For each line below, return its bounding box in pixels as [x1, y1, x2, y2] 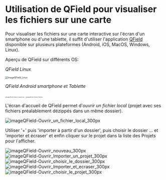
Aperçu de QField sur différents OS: [5, 56, 79, 62]
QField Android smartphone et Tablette [5, 83, 86, 89]
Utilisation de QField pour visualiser [5, 4, 157, 15]
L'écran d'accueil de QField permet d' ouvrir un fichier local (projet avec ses [5, 102, 161, 108]
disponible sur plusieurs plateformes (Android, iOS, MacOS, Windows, [5, 41, 150, 47]
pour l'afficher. [5, 138, 36, 144]
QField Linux [5, 66, 31, 72]
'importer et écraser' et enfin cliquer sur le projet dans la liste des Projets [5, 132, 156, 138]
